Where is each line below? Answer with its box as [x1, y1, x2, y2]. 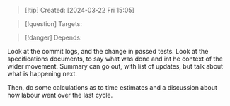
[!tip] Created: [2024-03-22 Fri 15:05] [24, 6, 134, 14]
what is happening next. [7, 70, 78, 78]
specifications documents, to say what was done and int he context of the [7, 54, 223, 63]
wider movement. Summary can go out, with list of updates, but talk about [7, 62, 224, 70]
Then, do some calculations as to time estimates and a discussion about [7, 83, 218, 91]
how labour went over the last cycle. [7, 91, 113, 99]
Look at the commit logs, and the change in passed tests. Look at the [7, 47, 209, 55]
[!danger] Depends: [24, 33, 82, 42]
